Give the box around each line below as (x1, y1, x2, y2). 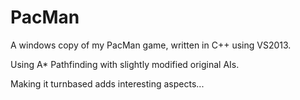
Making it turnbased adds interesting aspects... (10, 77, 205, 90)
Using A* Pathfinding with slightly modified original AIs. (10, 58, 240, 70)
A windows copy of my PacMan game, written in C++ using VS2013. (10, 39, 292, 51)
